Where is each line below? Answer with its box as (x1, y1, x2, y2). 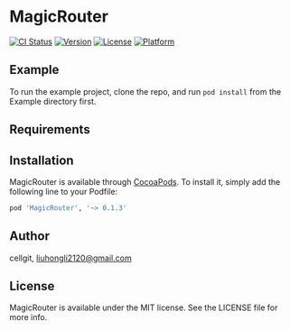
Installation (9, 152, 74, 168)
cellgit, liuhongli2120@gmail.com (9, 252, 133, 263)
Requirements (9, 122, 90, 137)
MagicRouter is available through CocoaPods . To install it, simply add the (9, 176, 281, 187)
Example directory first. (9, 96, 97, 106)
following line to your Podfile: (9, 186, 118, 197)
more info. (9, 312, 48, 323)
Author (9, 228, 50, 244)
